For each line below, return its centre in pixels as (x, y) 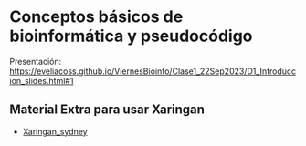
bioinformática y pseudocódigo (131, 36)
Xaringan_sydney (55, 131)
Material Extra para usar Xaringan (107, 110)
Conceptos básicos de (96, 17)
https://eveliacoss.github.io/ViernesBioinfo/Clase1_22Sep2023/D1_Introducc (153, 71)
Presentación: (36, 61)
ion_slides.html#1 (42, 80)
